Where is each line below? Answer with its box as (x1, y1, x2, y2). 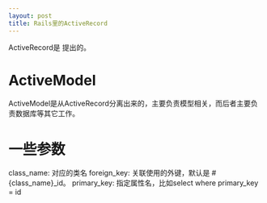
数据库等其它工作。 (15, 109, 79, 118)
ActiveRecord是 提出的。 (8, 42, 91, 52)
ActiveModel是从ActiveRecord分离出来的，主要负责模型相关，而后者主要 (8, 98, 251, 109)
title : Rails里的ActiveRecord (8, 19, 108, 27)
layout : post (8, 11, 53, 20)
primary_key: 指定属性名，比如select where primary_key (71, 178, 259, 188)
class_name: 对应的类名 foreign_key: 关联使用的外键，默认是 (8, 168, 210, 178)
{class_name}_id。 (8, 178, 70, 188)
